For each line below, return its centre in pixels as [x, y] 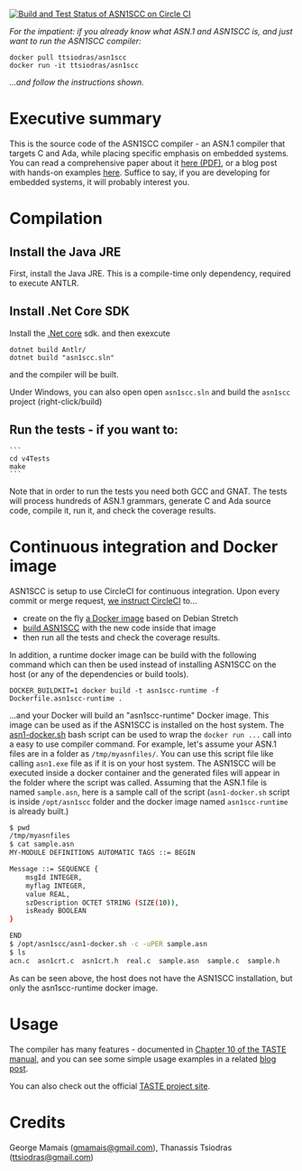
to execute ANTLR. [44, 283]
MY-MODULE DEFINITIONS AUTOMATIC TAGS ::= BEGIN [102, 853]
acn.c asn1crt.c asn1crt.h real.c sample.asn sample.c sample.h [145, 961]
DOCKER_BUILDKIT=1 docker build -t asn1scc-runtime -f [114, 691]
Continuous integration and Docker [144, 547]
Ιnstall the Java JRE [65, 251]
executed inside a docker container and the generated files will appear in [145, 773]
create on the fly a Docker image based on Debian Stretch [130, 618]
